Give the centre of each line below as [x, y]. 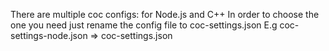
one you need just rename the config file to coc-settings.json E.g [144, 25]
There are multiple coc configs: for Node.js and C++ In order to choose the [165, 14]
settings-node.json [49, 35]
